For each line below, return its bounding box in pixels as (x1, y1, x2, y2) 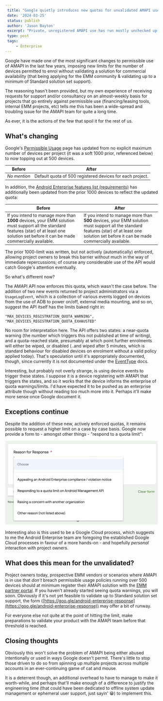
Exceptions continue (5, 408, 69, 416)
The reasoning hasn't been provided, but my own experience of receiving (5, 88, 152, 93)
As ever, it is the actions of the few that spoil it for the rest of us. (5, 118, 133, 124)
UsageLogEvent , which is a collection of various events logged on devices (5, 294, 150, 299)
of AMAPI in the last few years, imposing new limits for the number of (5, 63, 144, 69)
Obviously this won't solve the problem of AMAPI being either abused (5, 650, 144, 656)
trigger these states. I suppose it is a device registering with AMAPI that (5, 373, 148, 379)
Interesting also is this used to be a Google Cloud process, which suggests (5, 530, 154, 535)
